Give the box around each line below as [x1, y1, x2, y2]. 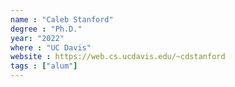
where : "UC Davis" [10, 42, 92, 53]
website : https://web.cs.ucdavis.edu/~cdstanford [10, 52, 226, 62]
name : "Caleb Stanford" [10, 14, 114, 25]
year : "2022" [10, 33, 65, 43]
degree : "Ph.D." [10, 24, 83, 34]
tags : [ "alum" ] [10, 61, 78, 71]
